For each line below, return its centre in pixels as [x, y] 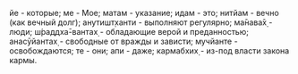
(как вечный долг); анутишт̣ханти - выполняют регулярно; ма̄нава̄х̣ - [141, 22]
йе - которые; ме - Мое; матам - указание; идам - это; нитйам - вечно [144, 13]
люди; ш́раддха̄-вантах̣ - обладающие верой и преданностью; [129, 32]
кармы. [23, 60]
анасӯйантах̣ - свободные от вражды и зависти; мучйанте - [124, 41]
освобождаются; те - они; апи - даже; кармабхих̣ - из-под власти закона [149, 51]
